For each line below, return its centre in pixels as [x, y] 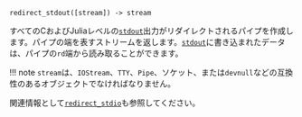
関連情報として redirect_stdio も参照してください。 [105, 103]
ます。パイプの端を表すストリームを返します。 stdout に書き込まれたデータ [147, 42]
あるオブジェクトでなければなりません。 [100, 84]
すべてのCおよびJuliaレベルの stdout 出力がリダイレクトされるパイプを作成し [151, 31]
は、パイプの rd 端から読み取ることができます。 [96, 53]
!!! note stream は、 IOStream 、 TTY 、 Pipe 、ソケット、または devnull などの [143, 72]
